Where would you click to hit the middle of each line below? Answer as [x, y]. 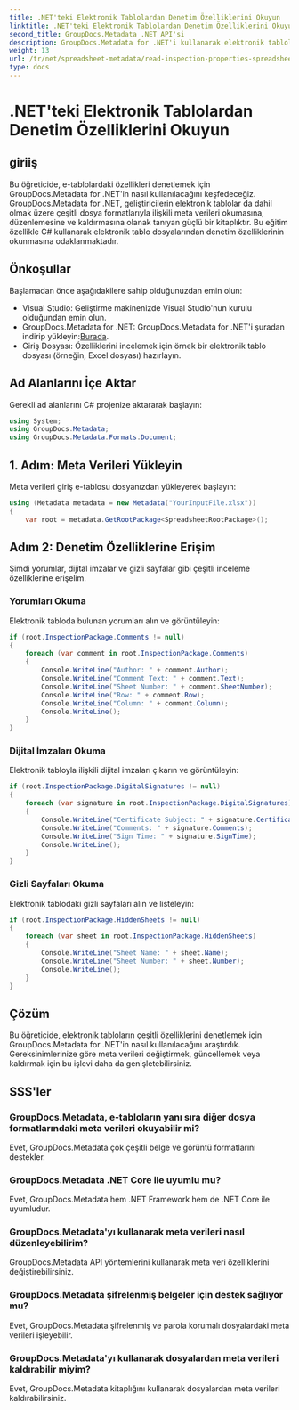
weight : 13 [29, 51]
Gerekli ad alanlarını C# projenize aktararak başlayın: [106, 404]
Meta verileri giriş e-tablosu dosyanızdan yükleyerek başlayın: [123, 486]
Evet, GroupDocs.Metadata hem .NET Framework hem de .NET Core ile [140, 1200]
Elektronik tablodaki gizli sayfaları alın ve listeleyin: [101, 903]
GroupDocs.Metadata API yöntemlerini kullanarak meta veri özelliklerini [139, 1262]
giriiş [24, 163]
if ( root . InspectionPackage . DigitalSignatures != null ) [115, 787]
